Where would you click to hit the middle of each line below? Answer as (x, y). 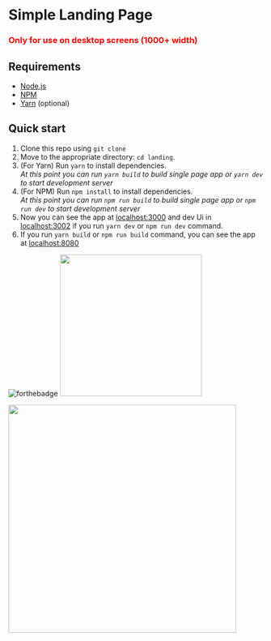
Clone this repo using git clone (73, 148)
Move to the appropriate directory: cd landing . (97, 156)
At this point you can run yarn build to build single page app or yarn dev (142, 174)
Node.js (33, 86)
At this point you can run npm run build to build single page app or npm (138, 199)
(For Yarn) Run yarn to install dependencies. (93, 165)
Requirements (44, 66)
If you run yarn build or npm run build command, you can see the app (138, 234)
